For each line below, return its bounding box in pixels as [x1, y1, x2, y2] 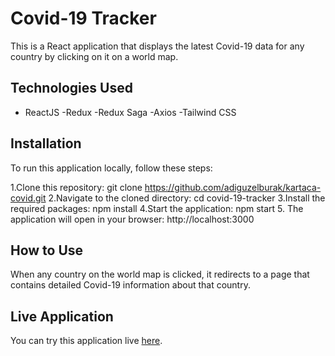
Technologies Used [10, 80, 133, 97]
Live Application [10, 308, 114, 325]
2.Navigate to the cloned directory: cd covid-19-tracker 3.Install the [48, 192, 326, 204]
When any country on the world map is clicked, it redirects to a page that [10, 268, 310, 281]
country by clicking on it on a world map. [10, 50, 179, 62]
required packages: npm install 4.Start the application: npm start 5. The [10, 202, 304, 214]
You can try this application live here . [10, 335, 163, 347]
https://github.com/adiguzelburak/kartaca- [144, 181, 322, 193]
